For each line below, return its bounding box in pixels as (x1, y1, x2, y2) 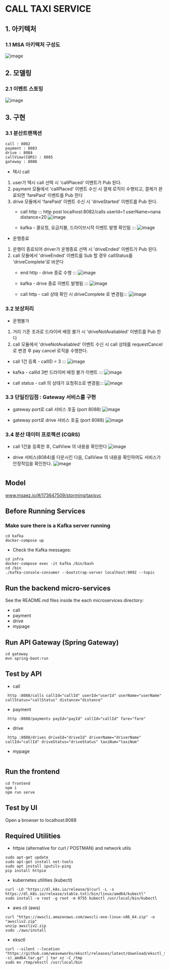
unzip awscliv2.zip (5, 923, 47, 929)
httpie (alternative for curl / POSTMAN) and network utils (12, 845, 132, 851)
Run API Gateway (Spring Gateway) (5, 638, 119, 647)
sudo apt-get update (5, 855, 49, 860)
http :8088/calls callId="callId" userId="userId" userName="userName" (7, 693, 162, 698)
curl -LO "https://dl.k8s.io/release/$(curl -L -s (5, 887, 114, 892)
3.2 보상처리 (5, 305, 34, 312)
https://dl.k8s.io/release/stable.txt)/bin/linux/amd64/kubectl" (5, 891, 146, 896)
